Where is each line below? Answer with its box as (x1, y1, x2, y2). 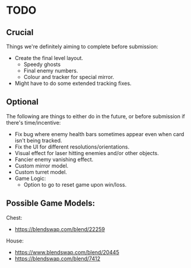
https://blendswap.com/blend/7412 (14, 255, 101, 262)
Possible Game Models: (6, 198, 95, 209)
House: (6, 237, 24, 244)
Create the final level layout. (14, 55, 84, 61)
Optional (6, 97, 39, 107)
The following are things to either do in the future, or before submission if (6, 112, 185, 119)
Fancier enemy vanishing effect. (14, 156, 94, 163)
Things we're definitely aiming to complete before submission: (6, 43, 158, 50)
